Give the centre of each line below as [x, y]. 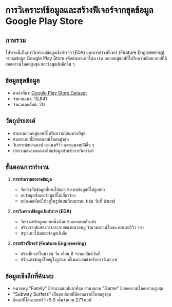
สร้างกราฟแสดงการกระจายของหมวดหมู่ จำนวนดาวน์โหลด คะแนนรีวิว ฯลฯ [82, 227]
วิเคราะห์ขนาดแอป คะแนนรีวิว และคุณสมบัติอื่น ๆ [53, 145]
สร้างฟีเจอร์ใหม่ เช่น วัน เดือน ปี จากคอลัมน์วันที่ [60, 254]
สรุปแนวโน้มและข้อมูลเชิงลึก [44, 233]
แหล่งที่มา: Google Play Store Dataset [50, 93]
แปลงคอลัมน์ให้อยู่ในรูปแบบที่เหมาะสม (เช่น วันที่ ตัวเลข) [68, 201]
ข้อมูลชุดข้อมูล [23, 80]
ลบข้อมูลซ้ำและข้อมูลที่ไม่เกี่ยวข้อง [48, 195]
